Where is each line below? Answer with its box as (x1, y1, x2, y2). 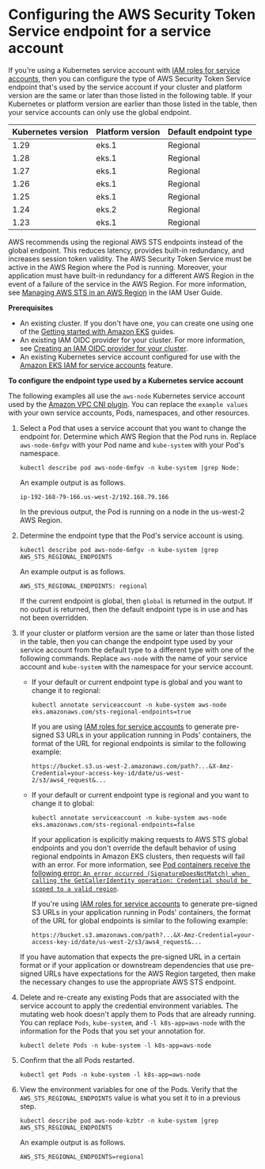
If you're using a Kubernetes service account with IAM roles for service (8, 65, 240, 74)
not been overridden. (19, 612, 89, 623)
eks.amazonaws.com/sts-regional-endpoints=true (31, 707, 191, 716)
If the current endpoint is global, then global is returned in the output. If (19, 596, 253, 605)
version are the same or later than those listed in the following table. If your (8, 90, 252, 100)
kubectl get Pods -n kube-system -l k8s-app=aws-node (19, 1071, 201, 1079)
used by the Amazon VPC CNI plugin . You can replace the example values (8, 399, 248, 409)
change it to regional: (31, 685, 101, 695)
